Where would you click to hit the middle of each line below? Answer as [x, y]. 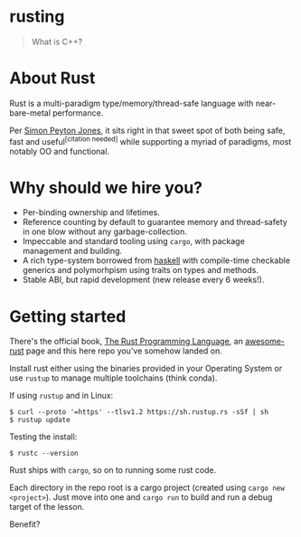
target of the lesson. [47, 507]
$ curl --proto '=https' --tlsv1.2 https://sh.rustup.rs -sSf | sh [139, 412]
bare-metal [30, 113]
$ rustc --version [44, 454]
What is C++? [57, 42]
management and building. [72, 251]
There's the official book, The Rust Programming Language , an [127, 342]
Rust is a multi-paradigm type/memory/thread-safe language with [132, 103]
